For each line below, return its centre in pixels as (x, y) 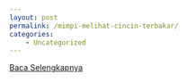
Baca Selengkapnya (46, 68)
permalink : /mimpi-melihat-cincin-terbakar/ (94, 26)
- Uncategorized (56, 42)
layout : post (34, 17)
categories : (31, 34)
